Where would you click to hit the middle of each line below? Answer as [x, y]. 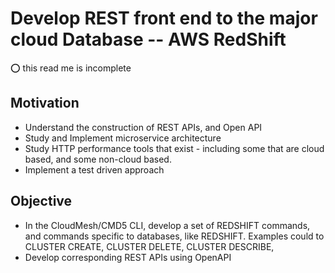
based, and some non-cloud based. [98, 159]
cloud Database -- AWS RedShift [148, 39]
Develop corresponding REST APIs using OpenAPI [128, 257]
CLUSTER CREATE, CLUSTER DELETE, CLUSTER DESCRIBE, [149, 246]
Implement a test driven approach [94, 169]
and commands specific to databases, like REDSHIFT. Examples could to [174, 236]
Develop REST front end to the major [164, 18]
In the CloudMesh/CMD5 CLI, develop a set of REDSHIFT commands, [167, 225]
